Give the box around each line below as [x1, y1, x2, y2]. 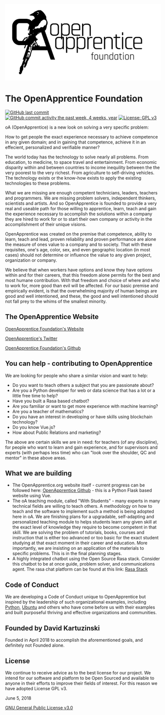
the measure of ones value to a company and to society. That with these [5, 241, 152, 247]
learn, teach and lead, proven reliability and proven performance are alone [5, 237, 157, 242]
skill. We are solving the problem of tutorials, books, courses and [12, 529, 145, 535]
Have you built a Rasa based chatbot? [12, 398, 89, 404]
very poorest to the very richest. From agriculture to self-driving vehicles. [5, 170, 155, 176]
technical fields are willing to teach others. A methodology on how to [12, 503, 152, 509]
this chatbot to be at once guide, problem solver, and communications [12, 561, 155, 567]
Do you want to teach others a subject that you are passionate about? [12, 382, 154, 388]
